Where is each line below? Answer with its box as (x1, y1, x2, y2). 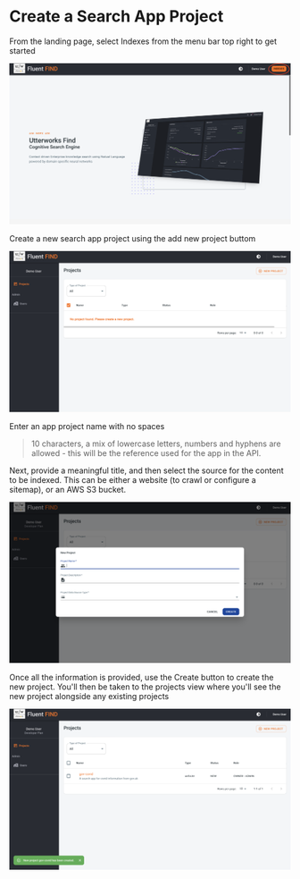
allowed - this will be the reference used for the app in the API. (30, 447, 262, 458)
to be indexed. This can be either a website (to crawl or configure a (9, 474, 256, 485)
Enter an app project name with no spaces (9, 420, 165, 431)
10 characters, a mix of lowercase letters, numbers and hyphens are (30, 438, 281, 449)
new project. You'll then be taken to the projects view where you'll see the (9, 681, 281, 692)
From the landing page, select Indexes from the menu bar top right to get (9, 36, 278, 46)
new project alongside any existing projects (9, 690, 170, 701)
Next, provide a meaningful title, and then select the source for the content (9, 465, 284, 476)
